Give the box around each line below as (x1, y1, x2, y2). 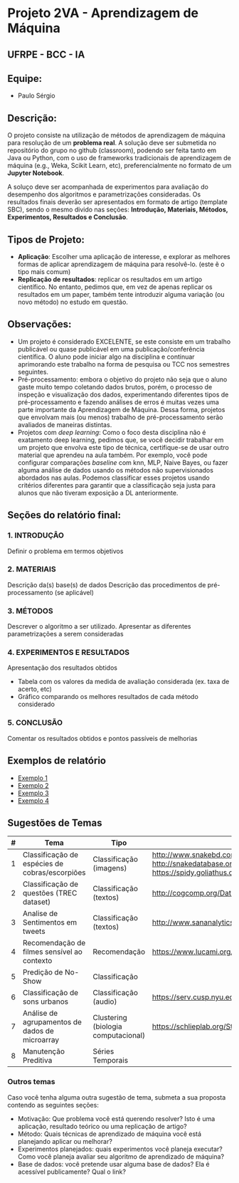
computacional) (92, 1031, 146, 1041)
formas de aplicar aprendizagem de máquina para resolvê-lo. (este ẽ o (17, 260, 225, 268)
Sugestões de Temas (7, 816, 102, 829)
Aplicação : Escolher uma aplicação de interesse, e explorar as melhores (17, 253, 230, 261)
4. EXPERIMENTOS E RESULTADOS (7, 648, 130, 658)
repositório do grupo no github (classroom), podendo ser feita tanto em (7, 146, 217, 154)
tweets (22, 927, 46, 937)
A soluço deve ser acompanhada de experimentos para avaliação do (7, 183, 208, 191)
